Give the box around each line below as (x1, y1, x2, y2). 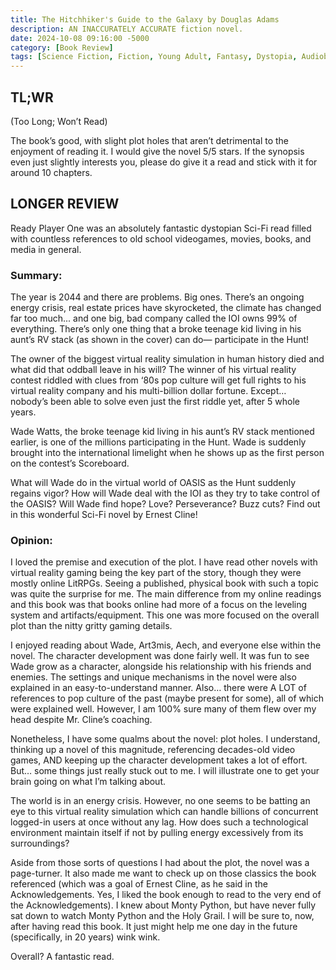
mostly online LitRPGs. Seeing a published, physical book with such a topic (10, 577, 319, 590)
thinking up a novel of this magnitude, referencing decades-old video (10, 744, 296, 756)
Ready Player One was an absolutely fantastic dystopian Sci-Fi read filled (10, 222, 312, 234)
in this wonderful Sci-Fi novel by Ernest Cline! (10, 509, 198, 521)
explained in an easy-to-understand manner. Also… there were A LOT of (10, 682, 307, 694)
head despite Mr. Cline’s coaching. (10, 714, 153, 726)
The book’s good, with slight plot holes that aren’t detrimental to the (10, 134, 290, 146)
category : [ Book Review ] (10, 42, 114, 53)
